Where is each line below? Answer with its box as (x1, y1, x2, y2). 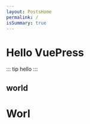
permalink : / (6, 14, 39, 20)
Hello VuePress (6, 46, 85, 59)
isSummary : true (6, 20, 46, 26)
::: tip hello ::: (6, 65, 38, 72)
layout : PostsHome (6, 8, 52, 15)
